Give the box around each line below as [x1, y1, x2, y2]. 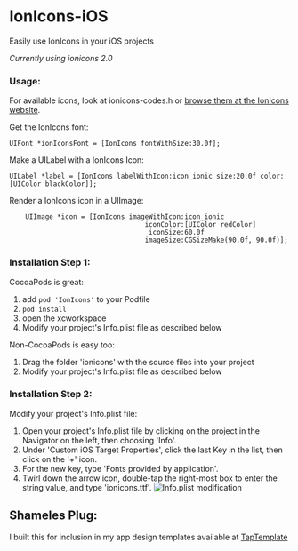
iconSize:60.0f [148, 228, 205, 237]
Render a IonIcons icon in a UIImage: [9, 196, 144, 206]
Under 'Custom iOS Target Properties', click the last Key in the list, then [21, 444, 283, 455]
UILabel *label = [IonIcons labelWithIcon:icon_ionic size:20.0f [9, 172, 256, 181]
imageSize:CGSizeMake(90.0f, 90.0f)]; [144, 236, 289, 245]
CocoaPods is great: [9, 276, 85, 287]
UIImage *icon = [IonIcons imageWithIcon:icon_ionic [25, 212, 225, 221]
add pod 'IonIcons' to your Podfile [21, 293, 151, 304]
